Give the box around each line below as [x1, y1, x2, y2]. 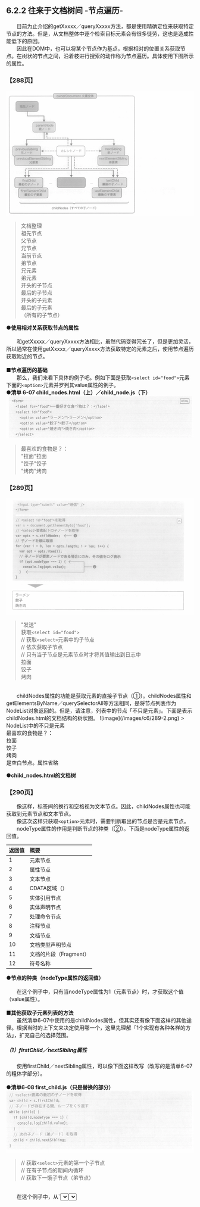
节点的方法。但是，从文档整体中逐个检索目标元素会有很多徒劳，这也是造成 [6, 30, 189, 37]
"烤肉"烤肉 [20, 467, 47, 475]
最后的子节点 [20, 289, 52, 297]
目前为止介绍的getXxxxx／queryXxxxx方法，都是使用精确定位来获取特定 [17, 23, 194, 30]
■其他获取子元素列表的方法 [6, 1009, 74, 1016]
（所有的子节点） [20, 311, 63, 319]
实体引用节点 [29, 894, 61, 901]
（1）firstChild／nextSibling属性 [6, 1046, 87, 1053]
